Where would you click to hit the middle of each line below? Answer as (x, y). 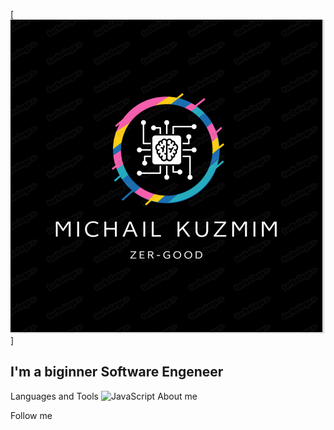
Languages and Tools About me (104, 396)
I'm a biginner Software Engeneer (117, 372)
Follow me (31, 415)
